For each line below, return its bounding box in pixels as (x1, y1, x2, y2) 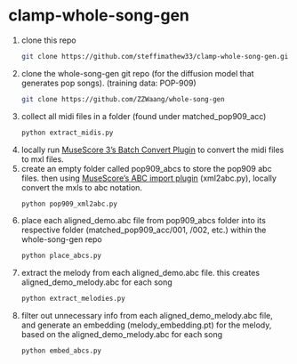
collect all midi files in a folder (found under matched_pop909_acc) (20, 110, 267, 121)
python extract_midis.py (20, 128, 114, 137)
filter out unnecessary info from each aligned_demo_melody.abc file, (20, 311, 273, 321)
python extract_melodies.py (20, 295, 125, 303)
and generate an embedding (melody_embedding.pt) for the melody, (20, 320, 272, 330)
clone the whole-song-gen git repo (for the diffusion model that (20, 68, 254, 78)
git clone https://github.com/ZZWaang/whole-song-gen (20, 94, 225, 103)
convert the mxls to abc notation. (20, 182, 143, 192)
